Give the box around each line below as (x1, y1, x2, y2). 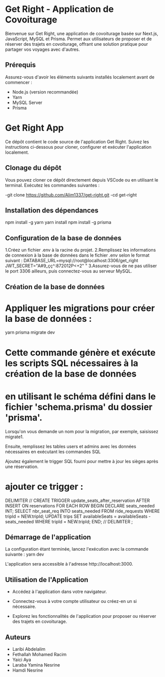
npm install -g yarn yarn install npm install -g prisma (5, 219, 111, 225)
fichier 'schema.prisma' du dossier (5, 401, 153, 412)
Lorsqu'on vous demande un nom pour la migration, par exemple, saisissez (5, 428, 159, 434)
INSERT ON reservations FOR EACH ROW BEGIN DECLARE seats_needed (5, 502, 155, 508)
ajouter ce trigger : (5, 481, 83, 492)
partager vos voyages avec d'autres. (5, 46, 80, 52)
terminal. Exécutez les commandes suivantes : (5, 182, 100, 188)
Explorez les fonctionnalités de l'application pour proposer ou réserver (12, 613, 157, 619)
